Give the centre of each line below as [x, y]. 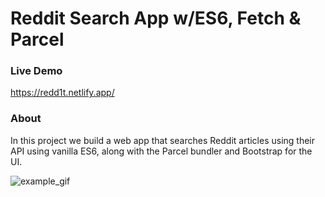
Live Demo [36, 71]
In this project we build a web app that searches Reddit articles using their [163, 140]
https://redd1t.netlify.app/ [62, 93]
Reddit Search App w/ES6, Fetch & [156, 18]
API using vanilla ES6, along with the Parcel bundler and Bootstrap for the [161, 151]
